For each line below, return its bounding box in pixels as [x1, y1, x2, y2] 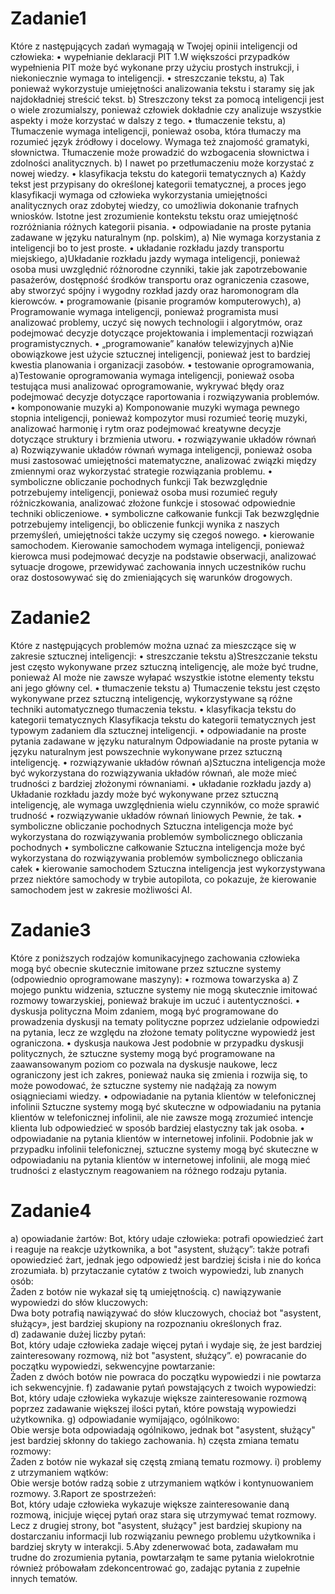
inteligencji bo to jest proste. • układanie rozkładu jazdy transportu [10, 242, 285, 254]
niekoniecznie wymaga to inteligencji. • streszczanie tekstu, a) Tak [10, 72, 285, 84]
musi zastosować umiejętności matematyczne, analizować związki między [10, 454, 317, 466]
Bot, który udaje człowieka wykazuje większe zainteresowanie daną [10, 1498, 290, 1510]
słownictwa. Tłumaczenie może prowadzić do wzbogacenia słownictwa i [10, 146, 310, 158]
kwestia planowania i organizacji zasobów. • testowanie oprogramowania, [10, 358, 315, 371]
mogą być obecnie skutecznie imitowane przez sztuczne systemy [10, 962, 282, 974]
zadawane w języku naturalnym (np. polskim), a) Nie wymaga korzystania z [10, 231, 322, 243]
